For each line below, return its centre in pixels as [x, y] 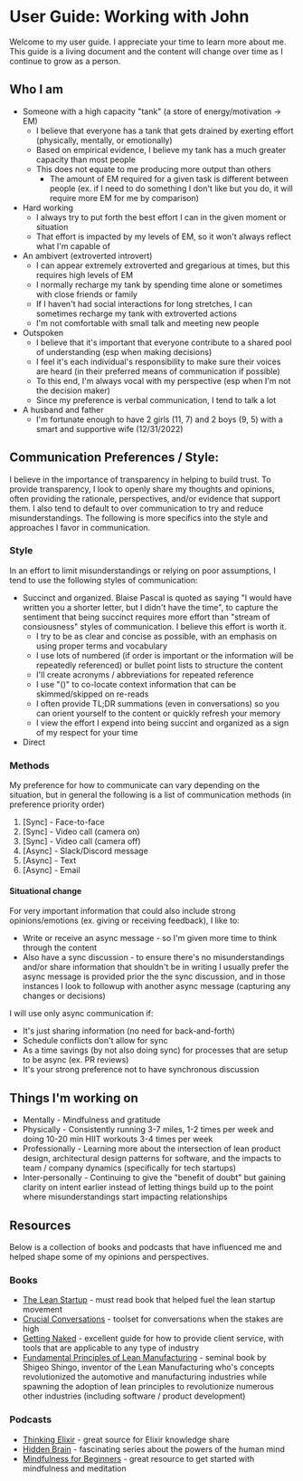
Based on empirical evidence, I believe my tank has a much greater [161, 149]
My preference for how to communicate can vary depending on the [135, 785]
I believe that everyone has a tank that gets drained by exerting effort [165, 130]
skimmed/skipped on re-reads [92, 694]
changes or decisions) [64, 996]
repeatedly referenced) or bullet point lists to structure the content [159, 665]
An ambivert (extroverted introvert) [87, 255]
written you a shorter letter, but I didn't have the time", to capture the [150, 607]
